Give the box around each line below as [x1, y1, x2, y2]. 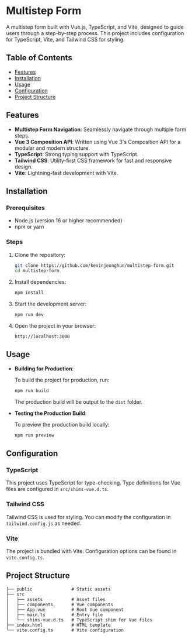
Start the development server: [14, 300, 87, 308]
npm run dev [14, 312, 44, 318]
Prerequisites [6, 204, 45, 212]
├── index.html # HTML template [6, 622, 111, 628]
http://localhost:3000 [14, 334, 70, 340]
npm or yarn [14, 224, 44, 231]
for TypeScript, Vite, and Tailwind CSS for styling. [6, 36, 125, 43]
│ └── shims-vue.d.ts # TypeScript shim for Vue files [6, 617, 153, 623]
